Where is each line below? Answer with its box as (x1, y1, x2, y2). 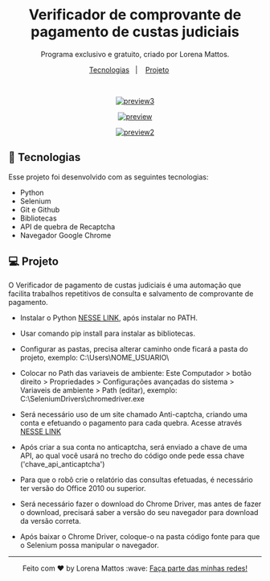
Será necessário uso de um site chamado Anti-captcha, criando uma (19, 409, 247, 419)
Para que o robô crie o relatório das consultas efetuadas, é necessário (19, 475, 253, 484)
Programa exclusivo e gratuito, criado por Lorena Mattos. (40, 49, 230, 59)
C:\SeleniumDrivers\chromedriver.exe (19, 394, 145, 403)
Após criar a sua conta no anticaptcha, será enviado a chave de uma (19, 442, 247, 451)
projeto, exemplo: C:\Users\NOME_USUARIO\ (19, 352, 170, 362)
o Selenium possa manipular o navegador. (19, 540, 159, 550)
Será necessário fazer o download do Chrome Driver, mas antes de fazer (19, 499, 262, 509)
